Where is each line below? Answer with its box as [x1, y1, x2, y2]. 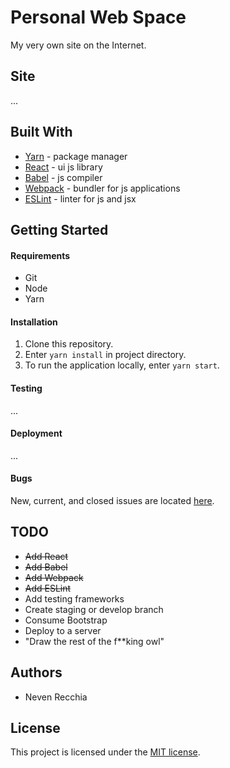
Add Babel [24, 561, 68, 573]
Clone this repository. [24, 338, 114, 350]
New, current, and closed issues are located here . [10, 494, 215, 506]
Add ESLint [24, 582, 72, 594]
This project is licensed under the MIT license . [10, 746, 201, 758]
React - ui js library [24, 161, 103, 173]
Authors [10, 664, 63, 681]
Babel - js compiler [24, 171, 103, 183]
